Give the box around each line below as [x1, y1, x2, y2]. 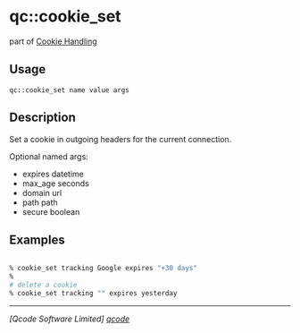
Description [9, 110, 76, 125]
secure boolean [21, 206, 80, 217]
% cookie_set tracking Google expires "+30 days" [9, 264, 198, 273]
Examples [9, 232, 65, 247]
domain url [21, 187, 62, 198]
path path [21, 197, 58, 208]
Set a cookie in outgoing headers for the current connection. [9, 133, 232, 144]
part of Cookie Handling [9, 36, 98, 47]
